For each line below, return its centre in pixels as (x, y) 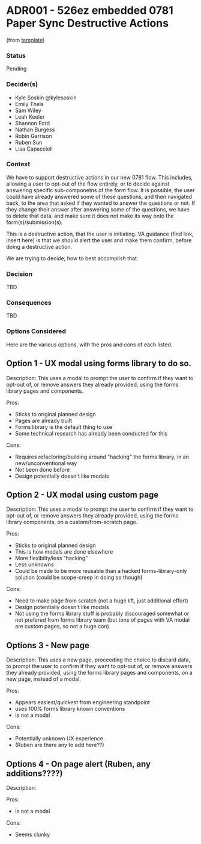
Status (16, 55)
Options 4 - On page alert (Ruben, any (79, 764)
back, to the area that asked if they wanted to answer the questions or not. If (101, 203)
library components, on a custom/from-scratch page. (72, 522)
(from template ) (25, 40)
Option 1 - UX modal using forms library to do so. (99, 364)
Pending (16, 69)
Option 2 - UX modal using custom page (82, 495)
